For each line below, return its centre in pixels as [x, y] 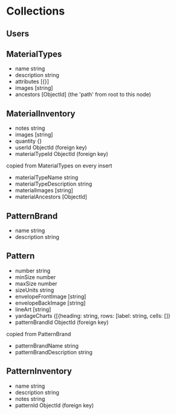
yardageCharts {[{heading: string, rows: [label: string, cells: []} [93, 315]
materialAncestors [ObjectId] [51, 197]
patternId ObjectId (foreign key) [54, 405]
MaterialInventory [41, 113]
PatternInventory [39, 371]
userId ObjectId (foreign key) [51, 147]
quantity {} [28, 141]
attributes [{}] [32, 82]
